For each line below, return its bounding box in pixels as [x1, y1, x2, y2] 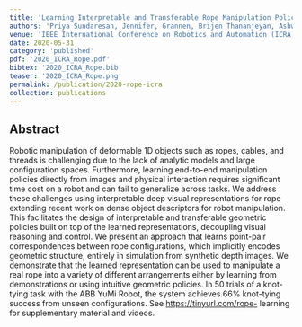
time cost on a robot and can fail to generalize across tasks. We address [9, 183, 277, 194]
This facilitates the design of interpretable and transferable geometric [9, 212, 267, 223]
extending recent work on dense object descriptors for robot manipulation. [9, 203, 286, 214]
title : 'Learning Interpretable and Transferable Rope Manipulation [9, 13, 271, 22]
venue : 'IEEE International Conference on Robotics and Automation [9, 30, 268, 39]
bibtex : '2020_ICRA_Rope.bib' [9, 64, 123, 73]
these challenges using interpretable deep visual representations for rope [9, 193, 281, 204]
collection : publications [9, 88, 106, 97]
